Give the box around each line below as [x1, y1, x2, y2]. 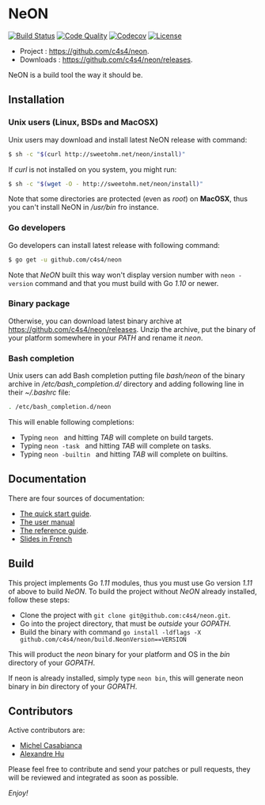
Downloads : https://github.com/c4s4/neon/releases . [19, 55, 193, 64]
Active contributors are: [8, 726, 85, 735]
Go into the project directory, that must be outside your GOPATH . [19, 619, 232, 628]
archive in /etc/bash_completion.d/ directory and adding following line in [8, 380, 244, 389]
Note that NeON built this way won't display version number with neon [8, 270, 236, 280]
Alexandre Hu [19, 750, 65, 759]
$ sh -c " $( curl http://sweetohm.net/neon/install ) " [8, 150, 186, 158]
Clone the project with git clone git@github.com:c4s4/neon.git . [19, 610, 231, 620]
